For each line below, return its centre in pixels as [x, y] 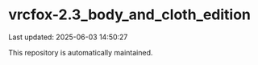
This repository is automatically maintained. [81, 52]
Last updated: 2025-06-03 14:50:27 [68, 37]
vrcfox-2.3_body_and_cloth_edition [130, 15]
